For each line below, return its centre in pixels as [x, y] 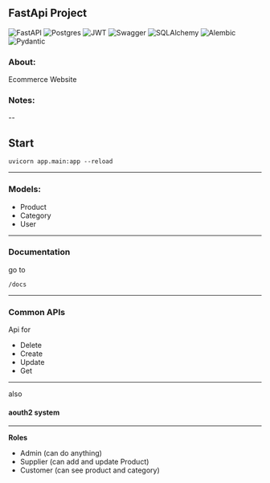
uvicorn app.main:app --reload [61, 162]
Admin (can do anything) [61, 453]
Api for [19, 330]
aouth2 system [34, 412]
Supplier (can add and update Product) [84, 462]
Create [31, 354]
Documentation [39, 252]
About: [22, 62]
